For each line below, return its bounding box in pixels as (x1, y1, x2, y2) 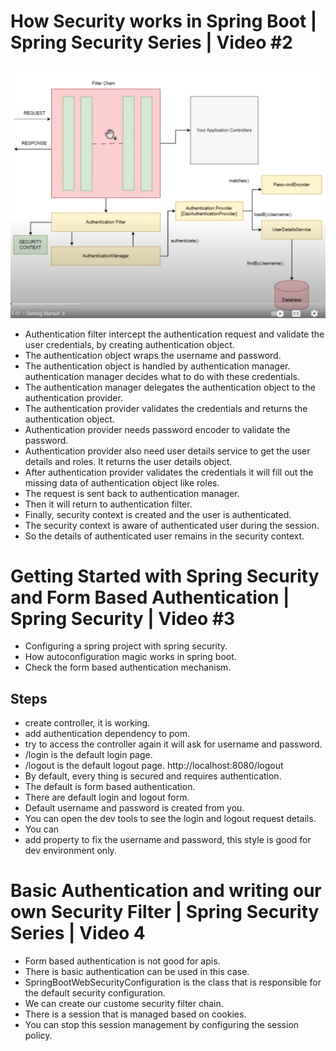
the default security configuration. (24, 987, 166, 999)
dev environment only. (24, 845, 117, 857)
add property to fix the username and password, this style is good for (24, 834, 312, 846)
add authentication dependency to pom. (24, 728, 191, 740)
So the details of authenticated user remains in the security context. (24, 530, 305, 542)
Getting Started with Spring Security (10, 565, 320, 587)
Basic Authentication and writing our (10, 880, 322, 902)
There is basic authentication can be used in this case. (24, 966, 250, 978)
